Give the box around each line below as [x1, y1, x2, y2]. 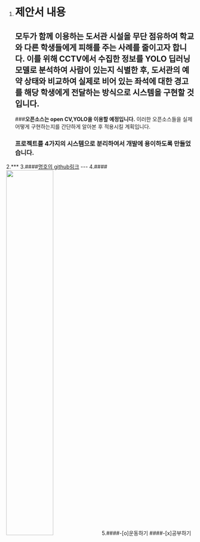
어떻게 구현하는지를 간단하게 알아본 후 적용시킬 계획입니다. [14, 123, 151, 130]
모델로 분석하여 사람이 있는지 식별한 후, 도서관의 [14, 65, 180, 75]
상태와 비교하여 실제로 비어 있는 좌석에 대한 [24, 76, 173, 86]
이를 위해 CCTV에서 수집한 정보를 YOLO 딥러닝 [26, 53, 190, 63]
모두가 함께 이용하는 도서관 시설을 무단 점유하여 [14, 31, 178, 41]
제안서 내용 [14, 5, 66, 19]
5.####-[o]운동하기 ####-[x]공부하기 [101, 529, 192, 537]
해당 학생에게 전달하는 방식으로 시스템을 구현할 [24, 87, 185, 98]
